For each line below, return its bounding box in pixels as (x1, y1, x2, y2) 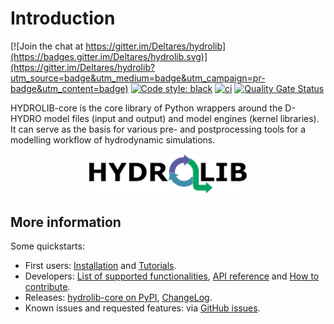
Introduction (10, 7, 116, 30)
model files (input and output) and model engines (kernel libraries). (43, 112, 320, 124)
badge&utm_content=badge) (10, 82, 129, 94)
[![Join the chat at (10, 40, 84, 52)
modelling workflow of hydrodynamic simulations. (10, 133, 216, 146)
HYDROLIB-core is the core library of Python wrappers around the (10, 102, 283, 114)
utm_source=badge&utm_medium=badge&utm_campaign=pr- (10, 72, 266, 84)
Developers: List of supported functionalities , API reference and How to (24, 270, 320, 282)
